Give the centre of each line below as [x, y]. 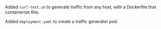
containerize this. [22, 12]
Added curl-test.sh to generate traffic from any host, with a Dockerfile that [80, 7]
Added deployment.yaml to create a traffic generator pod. [62, 22]
